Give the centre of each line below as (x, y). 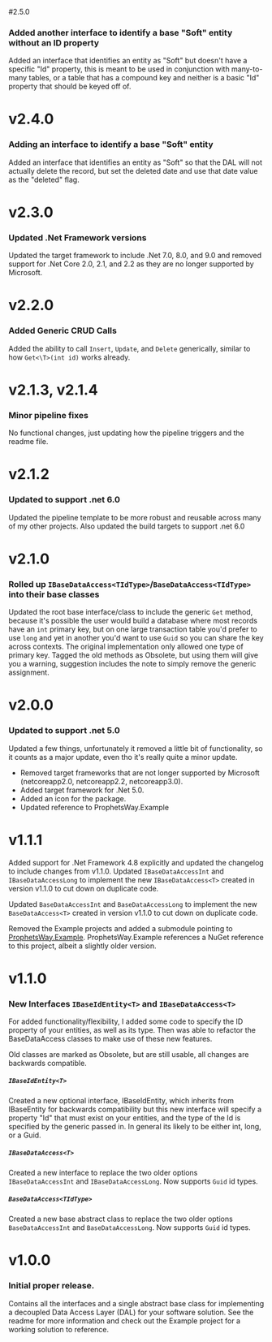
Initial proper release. (52, 1286)
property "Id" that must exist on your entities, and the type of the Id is (125, 1118)
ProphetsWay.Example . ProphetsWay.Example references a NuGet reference (136, 937)
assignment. (29, 672)
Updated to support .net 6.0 (64, 500)
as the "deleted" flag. (44, 179)
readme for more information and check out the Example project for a (125, 1320)
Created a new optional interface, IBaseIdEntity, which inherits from (121, 1101)
